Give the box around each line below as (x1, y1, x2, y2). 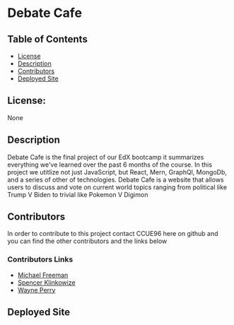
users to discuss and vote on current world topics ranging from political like (7, 182, 228, 191)
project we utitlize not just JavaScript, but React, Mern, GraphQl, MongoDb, (7, 167, 228, 176)
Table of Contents (7, 33, 88, 45)
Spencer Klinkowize (17, 278, 76, 287)
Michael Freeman (17, 271, 69, 279)
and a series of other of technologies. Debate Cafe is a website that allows (7, 175, 224, 184)
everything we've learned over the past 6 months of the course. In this (7, 160, 213, 169)
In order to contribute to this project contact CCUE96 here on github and (7, 230, 218, 238)
